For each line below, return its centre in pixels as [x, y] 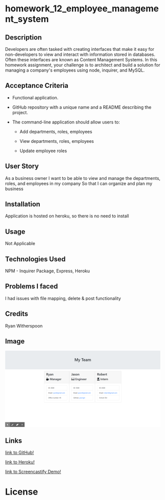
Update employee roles [43, 151]
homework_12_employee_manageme [82, 9]
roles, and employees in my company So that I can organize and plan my [79, 183]
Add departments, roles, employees [56, 131]
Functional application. [35, 97]
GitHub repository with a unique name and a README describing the [82, 107]
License [22, 492]
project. [20, 112]
